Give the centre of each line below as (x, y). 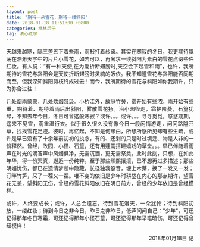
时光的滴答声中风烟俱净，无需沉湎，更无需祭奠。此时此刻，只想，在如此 (105, 154)
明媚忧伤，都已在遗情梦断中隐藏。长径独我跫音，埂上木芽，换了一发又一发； (100, 168)
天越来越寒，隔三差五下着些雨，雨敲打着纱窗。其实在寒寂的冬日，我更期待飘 (100, 52)
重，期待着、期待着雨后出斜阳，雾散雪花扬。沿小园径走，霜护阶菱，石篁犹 (100, 109)
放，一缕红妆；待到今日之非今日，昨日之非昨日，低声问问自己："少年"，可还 (100, 211)
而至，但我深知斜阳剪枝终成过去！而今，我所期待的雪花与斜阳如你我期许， (97, 82)
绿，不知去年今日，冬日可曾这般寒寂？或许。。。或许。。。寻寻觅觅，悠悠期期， (100, 116)
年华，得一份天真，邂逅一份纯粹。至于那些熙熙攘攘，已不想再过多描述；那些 (100, 161)
